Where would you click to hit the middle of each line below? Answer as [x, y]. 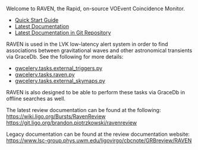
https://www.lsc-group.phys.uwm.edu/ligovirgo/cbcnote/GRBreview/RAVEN [99, 141]
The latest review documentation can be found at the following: [84, 110]
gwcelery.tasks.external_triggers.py [59, 68]
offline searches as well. [36, 98]
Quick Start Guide [37, 20]
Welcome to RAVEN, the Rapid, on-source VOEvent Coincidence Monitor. [96, 9]
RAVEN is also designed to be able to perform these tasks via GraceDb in [96, 92]
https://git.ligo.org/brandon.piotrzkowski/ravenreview [72, 123]
